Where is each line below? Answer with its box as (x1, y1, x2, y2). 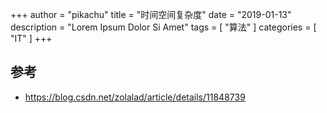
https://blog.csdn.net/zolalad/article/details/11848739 (24, 91, 246, 103)
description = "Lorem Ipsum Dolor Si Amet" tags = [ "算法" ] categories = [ (10, 21, 317, 33)
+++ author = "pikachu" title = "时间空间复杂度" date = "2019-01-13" (10, 9, 292, 20)
